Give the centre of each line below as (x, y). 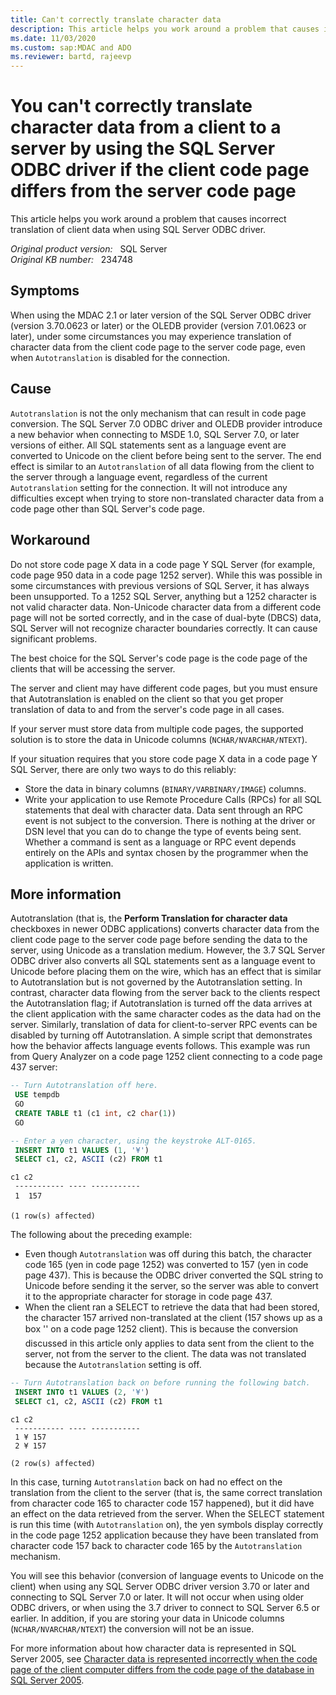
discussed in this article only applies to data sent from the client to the (169, 1343)
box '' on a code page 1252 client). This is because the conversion (161, 1329)
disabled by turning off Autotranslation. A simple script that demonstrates (161, 1035)
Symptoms (45, 291)
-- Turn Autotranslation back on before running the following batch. (160, 1383)
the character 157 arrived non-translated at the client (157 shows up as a (173, 1318)
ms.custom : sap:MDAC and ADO (71, 47)
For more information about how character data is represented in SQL (153, 1648)
